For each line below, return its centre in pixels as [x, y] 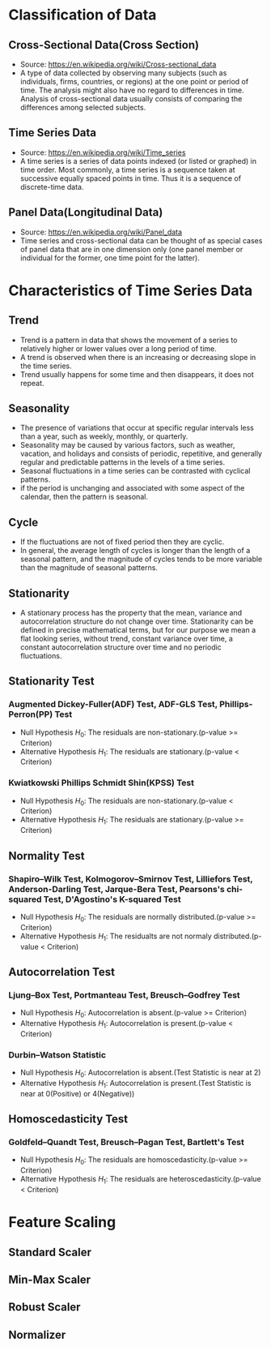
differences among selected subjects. [83, 107]
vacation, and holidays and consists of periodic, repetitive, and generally [141, 454]
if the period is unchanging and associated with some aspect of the [132, 488]
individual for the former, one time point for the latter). [110, 258]
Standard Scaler [50, 1252]
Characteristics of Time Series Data [131, 290]
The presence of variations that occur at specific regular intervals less [137, 428]
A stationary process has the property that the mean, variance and [131, 613]
